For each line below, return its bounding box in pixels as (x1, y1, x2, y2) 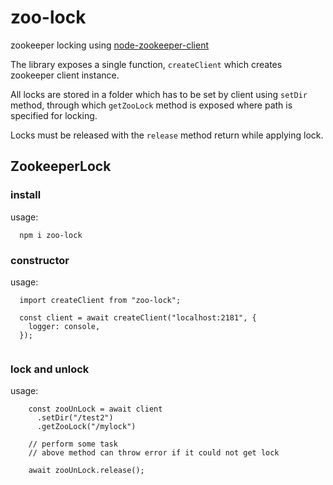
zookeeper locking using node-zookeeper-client (10, 39, 210, 51)
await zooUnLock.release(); (28, 466, 145, 476)
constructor (10, 253, 70, 267)
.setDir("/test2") (36, 413, 114, 423)
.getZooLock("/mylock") (36, 422, 137, 432)
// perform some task (28, 439, 118, 450)
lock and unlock (10, 362, 90, 376)
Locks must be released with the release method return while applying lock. (10, 129, 324, 141)
